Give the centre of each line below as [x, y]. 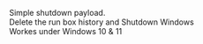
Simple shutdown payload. [57, 13]
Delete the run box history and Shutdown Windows [101, 22]
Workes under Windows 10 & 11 [66, 31]
